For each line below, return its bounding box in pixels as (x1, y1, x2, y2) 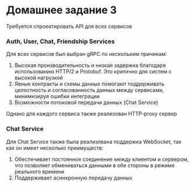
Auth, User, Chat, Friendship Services (6, 37, 115, 45)
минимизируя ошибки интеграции (14, 93, 100, 100)
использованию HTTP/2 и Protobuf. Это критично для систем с (14, 68, 172, 75)
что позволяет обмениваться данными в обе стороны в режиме (14, 161, 175, 169)
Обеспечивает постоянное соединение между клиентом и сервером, (14, 156, 189, 163)
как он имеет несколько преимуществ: (6, 144, 104, 151)
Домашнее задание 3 (6, 3, 117, 17)
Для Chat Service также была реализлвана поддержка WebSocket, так (6, 138, 182, 145)
